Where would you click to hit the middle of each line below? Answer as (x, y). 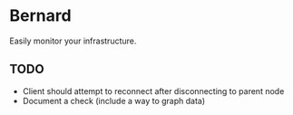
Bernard (40, 16)
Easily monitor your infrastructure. (73, 41)
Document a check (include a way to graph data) (114, 101)
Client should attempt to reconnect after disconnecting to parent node (153, 91)
